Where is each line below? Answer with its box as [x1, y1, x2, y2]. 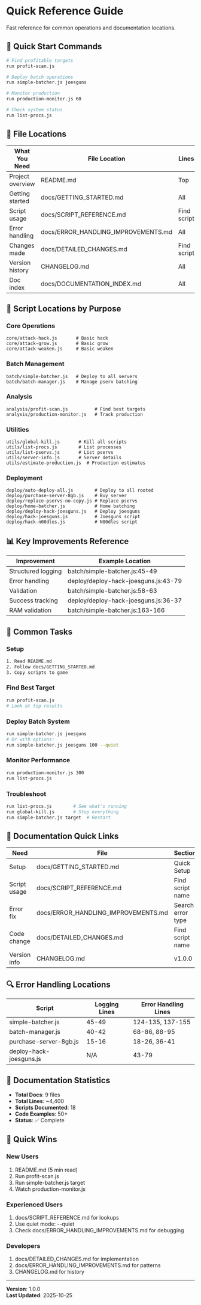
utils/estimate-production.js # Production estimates [6, 460, 146, 466]
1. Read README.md [6, 658, 52, 664]
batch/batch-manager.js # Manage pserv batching [6, 379, 138, 385]
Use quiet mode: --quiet [14, 1220, 75, 1227]
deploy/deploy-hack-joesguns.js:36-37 [68, 596, 182, 605]
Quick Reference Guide [6, 4, 124, 18]
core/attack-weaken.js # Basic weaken [6, 346, 114, 352]
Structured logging [9, 567, 62, 575]
